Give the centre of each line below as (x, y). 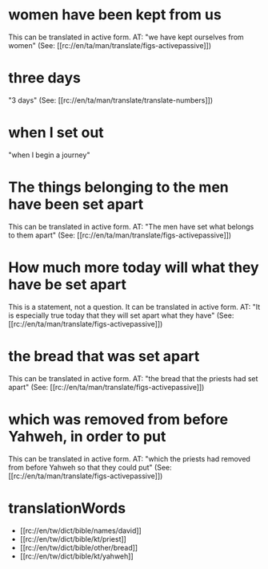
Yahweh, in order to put (87, 436)
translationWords (67, 508)
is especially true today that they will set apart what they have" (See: (121, 315)
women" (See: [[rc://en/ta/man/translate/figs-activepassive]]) (110, 45)
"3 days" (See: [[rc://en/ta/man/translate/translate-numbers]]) (111, 100)
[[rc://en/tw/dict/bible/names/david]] (80, 530)
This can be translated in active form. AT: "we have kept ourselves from (126, 37)
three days (45, 78)
